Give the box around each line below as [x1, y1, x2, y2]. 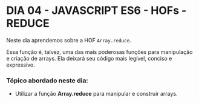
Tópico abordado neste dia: [6, 76, 89, 85]
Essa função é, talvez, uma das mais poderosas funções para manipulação [6, 48, 193, 55]
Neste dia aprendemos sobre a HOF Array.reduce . [6, 36, 131, 44]
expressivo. [6, 61, 35, 68]
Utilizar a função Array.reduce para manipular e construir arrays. [15, 90, 178, 98]
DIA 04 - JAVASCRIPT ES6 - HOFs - [6, 4, 187, 18]
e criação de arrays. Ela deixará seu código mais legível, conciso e [6, 55, 172, 62]
